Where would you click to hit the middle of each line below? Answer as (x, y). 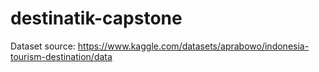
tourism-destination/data (61, 56)
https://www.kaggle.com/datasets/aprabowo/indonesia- (193, 46)
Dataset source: (43, 46)
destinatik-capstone (96, 18)
